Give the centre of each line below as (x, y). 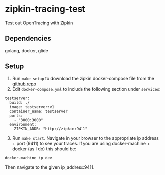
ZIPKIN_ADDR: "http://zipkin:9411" (51, 129)
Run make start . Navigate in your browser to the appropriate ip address (85, 138)
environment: (23, 124)
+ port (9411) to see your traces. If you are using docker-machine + (81, 143)
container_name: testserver (39, 111)
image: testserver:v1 (32, 107)
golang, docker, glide (27, 50)
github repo (24, 84)
